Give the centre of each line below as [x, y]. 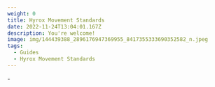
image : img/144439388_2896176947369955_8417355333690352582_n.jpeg [108, 40]
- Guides [26, 53]
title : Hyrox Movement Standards [56, 20]
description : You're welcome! [51, 33]
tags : [15, 46]
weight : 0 [22, 14]
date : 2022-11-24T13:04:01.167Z [54, 26]
